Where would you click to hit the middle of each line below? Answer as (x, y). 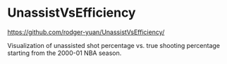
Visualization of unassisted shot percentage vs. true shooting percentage (114, 45)
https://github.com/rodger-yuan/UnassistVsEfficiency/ (86, 32)
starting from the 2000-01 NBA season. (65, 53)
